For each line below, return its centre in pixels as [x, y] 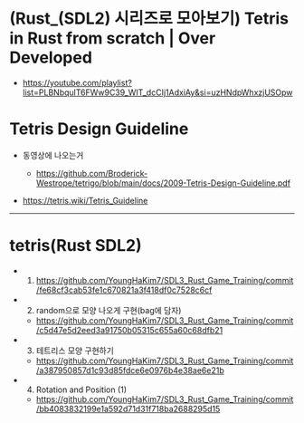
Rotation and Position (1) [81, 389]
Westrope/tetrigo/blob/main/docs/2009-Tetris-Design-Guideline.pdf [163, 183]
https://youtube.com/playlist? [77, 82]
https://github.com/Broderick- [92, 173]
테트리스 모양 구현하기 [75, 351]
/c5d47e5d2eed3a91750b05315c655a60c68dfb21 [129, 330]
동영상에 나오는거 [53, 155]
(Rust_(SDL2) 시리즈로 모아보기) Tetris [149, 19]
